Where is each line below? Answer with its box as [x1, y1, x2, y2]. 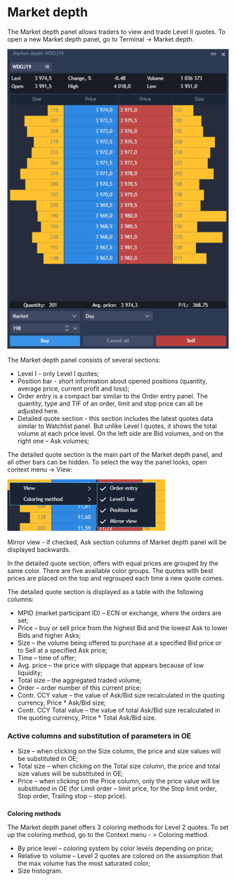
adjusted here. [17, 406, 60, 415]
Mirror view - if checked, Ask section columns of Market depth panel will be [7, 538, 227, 546]
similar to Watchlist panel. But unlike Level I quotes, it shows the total [17, 422, 217, 430]
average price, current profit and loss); [17, 384, 130, 393]
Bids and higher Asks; [17, 631, 81, 639]
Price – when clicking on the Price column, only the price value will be [17, 777, 220, 786]
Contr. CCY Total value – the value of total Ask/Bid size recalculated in [17, 705, 221, 714]
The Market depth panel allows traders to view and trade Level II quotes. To [7, 27, 226, 36]
